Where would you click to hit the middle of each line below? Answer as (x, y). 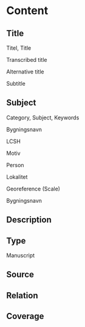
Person (15, 165)
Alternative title (25, 72)
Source (20, 275)
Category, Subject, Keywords (43, 118)
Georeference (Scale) (33, 189)
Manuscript (21, 255)
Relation (22, 295)
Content (27, 11)
